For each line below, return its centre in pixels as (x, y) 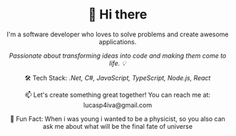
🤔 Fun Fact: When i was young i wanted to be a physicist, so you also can (118, 119)
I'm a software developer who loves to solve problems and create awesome (118, 34)
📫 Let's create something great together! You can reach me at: (118, 95)
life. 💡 (118, 63)
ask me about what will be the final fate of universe (118, 126)
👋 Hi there (118, 15)
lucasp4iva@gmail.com (118, 105)
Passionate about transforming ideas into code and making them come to (118, 56)
